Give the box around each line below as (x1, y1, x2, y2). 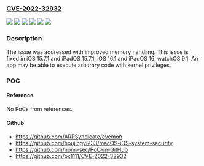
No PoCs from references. (6, 105, 73, 113)
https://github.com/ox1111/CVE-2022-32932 (15, 152, 127, 160)
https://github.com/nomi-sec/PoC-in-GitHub (15, 146, 128, 153)
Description (6, 34, 42, 43)
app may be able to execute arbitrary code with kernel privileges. (6, 61, 171, 69)
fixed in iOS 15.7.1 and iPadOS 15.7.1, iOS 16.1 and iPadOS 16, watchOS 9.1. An (6, 55, 198, 62)
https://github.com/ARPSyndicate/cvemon (15, 133, 123, 140)
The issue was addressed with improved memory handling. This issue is (6, 48, 189, 56)
